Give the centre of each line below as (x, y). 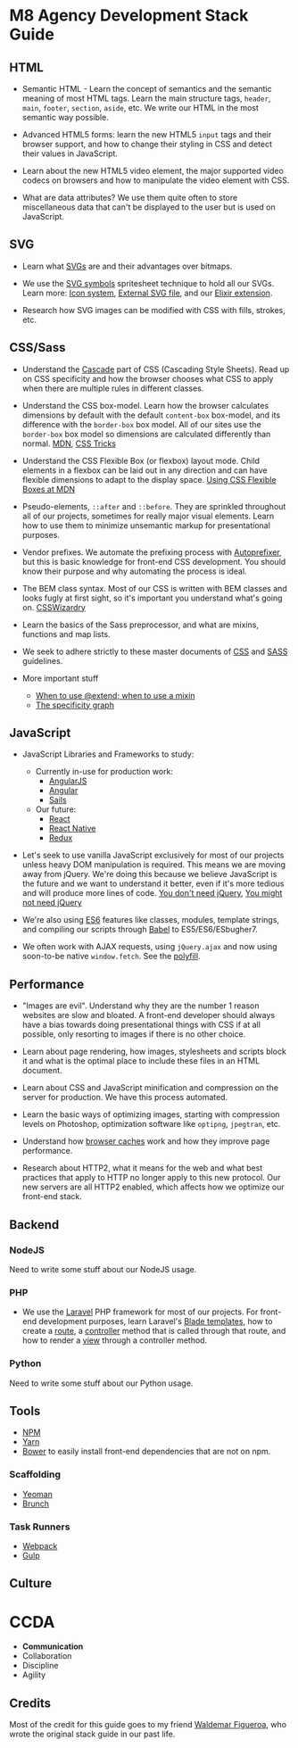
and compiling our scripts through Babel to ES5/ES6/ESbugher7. (140, 930)
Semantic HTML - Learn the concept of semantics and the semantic (147, 89)
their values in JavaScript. (70, 153)
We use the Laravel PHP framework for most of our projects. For (140, 1312)
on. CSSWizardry (54, 607)
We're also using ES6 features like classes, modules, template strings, (150, 920)
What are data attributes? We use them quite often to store (130, 198)
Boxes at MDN (49, 489)
